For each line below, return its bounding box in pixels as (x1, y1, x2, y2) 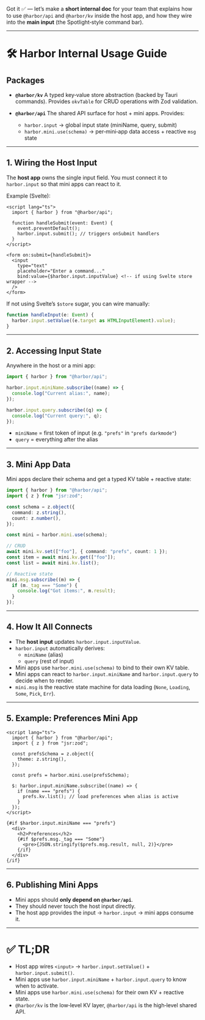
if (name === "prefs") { (17, 788, 81, 794)
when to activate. (15, 982, 59, 990)
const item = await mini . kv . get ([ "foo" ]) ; (6, 554, 116, 560)
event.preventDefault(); (17, 225, 81, 231)
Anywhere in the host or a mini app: (6, 362, 96, 369)
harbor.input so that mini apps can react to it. (6, 180, 122, 188)
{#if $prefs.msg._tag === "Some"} (17, 836, 105, 842)
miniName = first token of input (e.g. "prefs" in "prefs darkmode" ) (15, 429, 177, 437)
